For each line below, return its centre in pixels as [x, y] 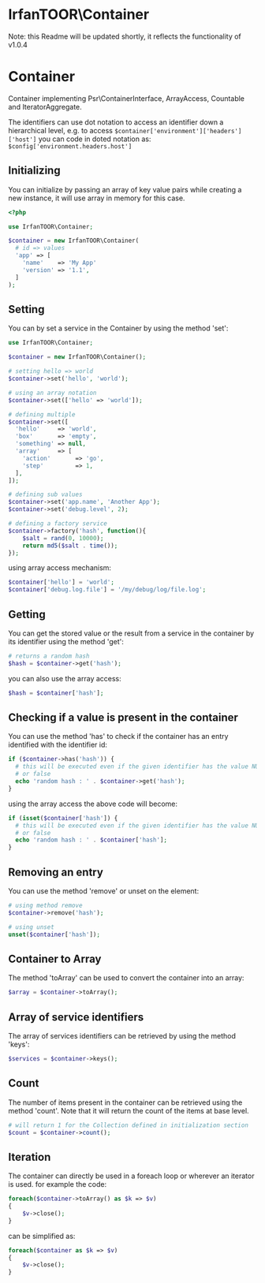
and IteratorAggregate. [45, 106]
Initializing [34, 171]
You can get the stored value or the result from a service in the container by [131, 633]
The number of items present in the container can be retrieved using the [125, 1102]
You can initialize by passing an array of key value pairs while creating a [125, 189]
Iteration [30, 1157]
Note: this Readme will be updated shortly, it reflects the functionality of [125, 36]
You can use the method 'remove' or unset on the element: [104, 891]
